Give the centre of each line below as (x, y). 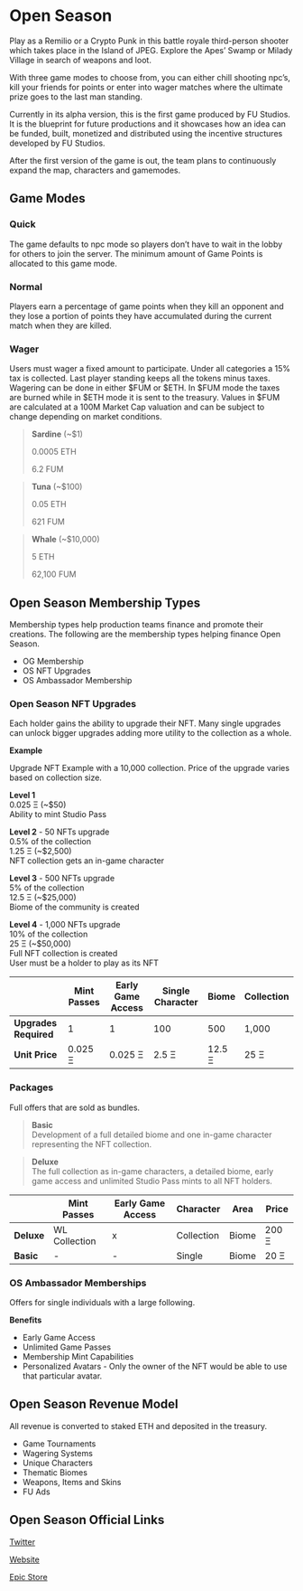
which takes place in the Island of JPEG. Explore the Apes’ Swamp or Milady (151, 50)
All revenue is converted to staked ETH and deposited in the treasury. (138, 1426)
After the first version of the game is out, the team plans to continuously (143, 160)
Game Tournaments (59, 1444)
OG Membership (53, 662)
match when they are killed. (61, 325)
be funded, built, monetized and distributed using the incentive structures (146, 133)
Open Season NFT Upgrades (73, 703)
